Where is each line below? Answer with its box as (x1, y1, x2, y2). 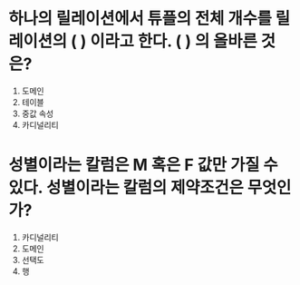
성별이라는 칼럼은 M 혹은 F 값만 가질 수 (8, 155, 278, 175)
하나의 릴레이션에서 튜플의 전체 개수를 (8, 8, 273, 29)
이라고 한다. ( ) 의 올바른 (90, 31, 257, 52)
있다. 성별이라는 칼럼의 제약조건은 (8, 178, 244, 198)
